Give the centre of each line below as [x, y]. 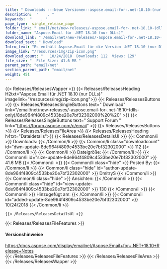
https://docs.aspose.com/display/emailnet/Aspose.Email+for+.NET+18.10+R [83, 246]
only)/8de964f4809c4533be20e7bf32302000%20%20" [63, 115]
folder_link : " [21, 28]
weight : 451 [17, 75]
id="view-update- [75, 183]
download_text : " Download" [34, 42]
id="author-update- [117, 168]
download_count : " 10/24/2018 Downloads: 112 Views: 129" [71, 56]
